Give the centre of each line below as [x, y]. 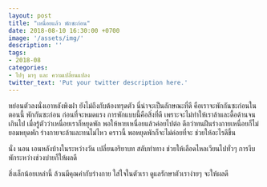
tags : [17, 53]
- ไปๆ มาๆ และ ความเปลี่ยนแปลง [49, 75]
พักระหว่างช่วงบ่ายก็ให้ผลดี [43, 157]
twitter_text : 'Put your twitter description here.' [98, 82]
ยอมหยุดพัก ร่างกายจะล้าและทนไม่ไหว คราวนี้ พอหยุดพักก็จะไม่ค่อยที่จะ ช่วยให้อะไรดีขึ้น [122, 132]
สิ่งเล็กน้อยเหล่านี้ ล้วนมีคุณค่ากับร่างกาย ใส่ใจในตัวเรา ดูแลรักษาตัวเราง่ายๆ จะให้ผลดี [118, 173]
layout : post [30, 16]
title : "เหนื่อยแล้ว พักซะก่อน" [49, 23]
